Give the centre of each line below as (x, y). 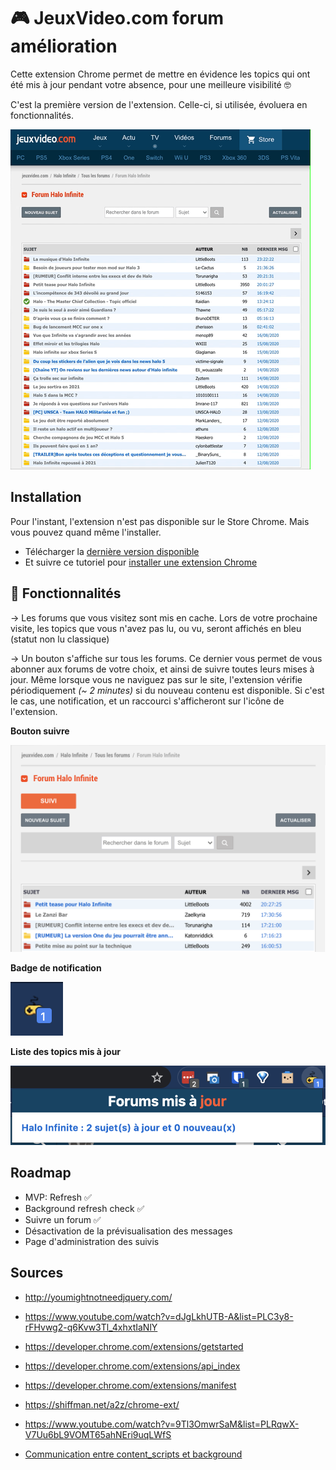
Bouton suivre (40, 731)
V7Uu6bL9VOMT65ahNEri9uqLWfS (98, 1434)
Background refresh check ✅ (84, 1208)
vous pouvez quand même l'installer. (86, 532)
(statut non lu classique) (60, 639)
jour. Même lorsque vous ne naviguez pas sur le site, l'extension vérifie (156, 679)
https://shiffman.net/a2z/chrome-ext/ (102, 1404)
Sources (37, 1273)
